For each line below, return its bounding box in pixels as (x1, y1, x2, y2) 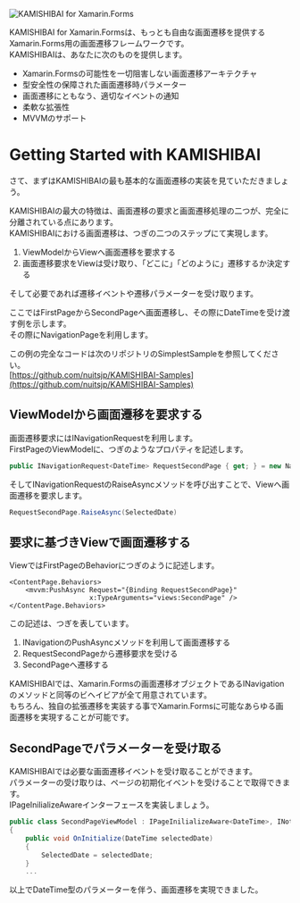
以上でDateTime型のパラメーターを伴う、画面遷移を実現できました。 (9, 884, 263, 895)
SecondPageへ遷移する (21, 659, 109, 670)
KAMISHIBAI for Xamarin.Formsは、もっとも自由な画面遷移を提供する (9, 27, 266, 38)
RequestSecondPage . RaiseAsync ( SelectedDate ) (9, 507, 178, 517)
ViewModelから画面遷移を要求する (9, 407, 204, 422)
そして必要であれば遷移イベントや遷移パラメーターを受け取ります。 (9, 288, 259, 298)
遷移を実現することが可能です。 (16, 712, 134, 723)
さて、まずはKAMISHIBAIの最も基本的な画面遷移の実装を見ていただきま (9, 175, 274, 186)
